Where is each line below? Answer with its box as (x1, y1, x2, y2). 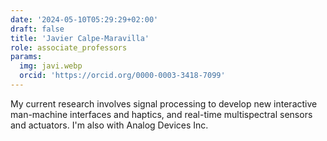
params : (10, 52, 43, 62)
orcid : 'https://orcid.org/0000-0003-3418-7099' (19, 71, 226, 81)
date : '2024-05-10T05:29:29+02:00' (10, 14, 159, 25)
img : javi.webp (19, 61, 83, 71)
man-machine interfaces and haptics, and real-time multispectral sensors (10, 108, 313, 120)
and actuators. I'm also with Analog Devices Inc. (10, 119, 209, 131)
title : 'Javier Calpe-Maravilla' (10, 33, 150, 43)
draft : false (10, 24, 65, 34)
